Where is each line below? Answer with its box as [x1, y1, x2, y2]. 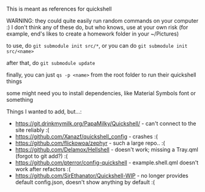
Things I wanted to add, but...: [6, 108, 82, 115]
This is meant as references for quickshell [6, 6, 112, 12]
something [6, 96, 34, 103]
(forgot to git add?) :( [15, 153, 69, 159]
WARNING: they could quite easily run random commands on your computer [6, 17, 199, 24]
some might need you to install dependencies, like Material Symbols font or [6, 90, 196, 97]
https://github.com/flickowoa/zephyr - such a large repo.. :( [15, 139, 165, 147]
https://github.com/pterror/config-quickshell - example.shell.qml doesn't [15, 159, 199, 166]
